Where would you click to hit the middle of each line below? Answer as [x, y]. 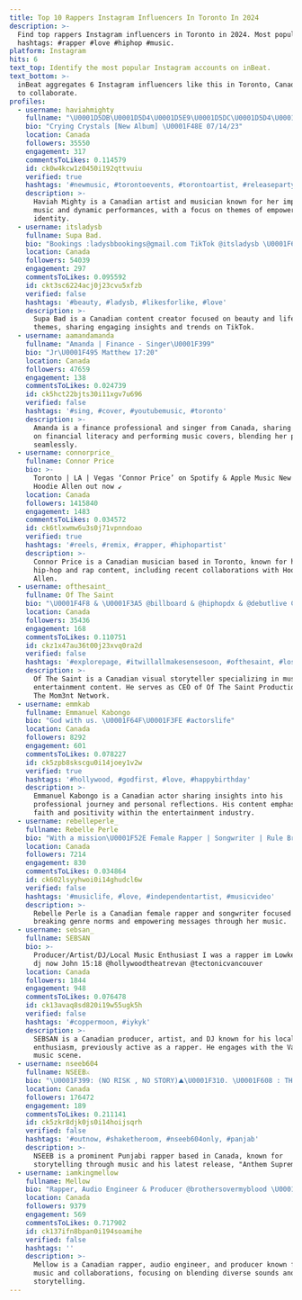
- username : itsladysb [60, 227]
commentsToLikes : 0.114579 [76, 160]
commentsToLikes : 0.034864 [76, 871]
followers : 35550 [58, 143]
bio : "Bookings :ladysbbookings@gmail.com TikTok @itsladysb [142, 244]
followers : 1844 [56, 980]
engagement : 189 [56, 1106]
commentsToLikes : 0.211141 [76, 1114]
